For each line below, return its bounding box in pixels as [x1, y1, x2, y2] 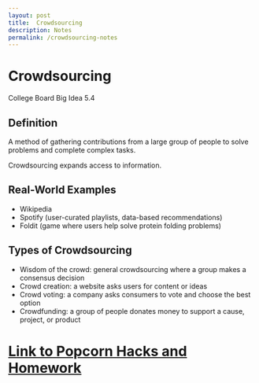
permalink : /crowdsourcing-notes [8, 33, 118, 42]
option [19, 298, 41, 308]
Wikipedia [19, 204, 53, 213]
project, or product [19, 315, 81, 324]
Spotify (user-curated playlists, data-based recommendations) [19, 212, 223, 222]
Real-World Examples [8, 183, 117, 197]
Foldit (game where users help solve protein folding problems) [19, 221, 222, 230]
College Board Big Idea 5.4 [8, 94, 95, 103]
